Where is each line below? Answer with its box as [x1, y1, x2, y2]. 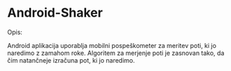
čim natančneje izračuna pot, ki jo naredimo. [7, 56, 135, 64]
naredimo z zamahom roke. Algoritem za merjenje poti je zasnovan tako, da [7, 49, 225, 57]
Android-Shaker [7, 5, 103, 21]
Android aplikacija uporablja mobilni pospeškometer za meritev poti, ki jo [7, 41, 217, 49]
